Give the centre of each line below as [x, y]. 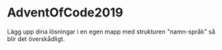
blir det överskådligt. [36, 38]
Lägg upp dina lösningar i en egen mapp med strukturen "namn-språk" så [111, 32]
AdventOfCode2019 [65, 13]
